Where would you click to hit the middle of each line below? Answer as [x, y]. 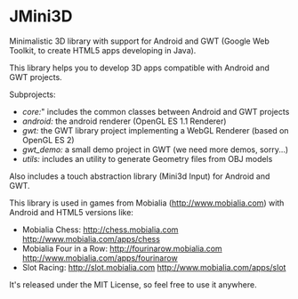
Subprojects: [32, 94]
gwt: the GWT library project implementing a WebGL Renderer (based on [155, 130]
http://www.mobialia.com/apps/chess [91, 238]
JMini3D [41, 16]
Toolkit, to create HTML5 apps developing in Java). [103, 50]
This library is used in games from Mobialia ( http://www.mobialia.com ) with [147, 203]
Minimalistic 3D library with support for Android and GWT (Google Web [139, 41]
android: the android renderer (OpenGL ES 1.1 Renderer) [124, 121]
